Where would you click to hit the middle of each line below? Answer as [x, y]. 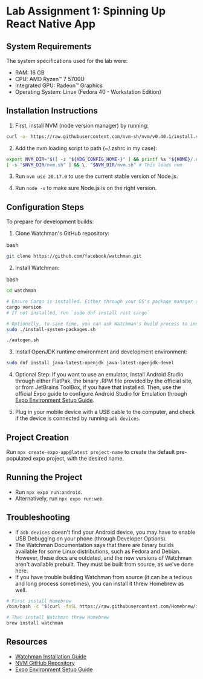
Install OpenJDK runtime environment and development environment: [101, 352]
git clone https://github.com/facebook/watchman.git [74, 256]
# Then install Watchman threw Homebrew [58, 618]
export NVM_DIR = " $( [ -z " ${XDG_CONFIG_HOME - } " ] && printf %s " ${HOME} [98, 159]
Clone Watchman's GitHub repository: [62, 234]
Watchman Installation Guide [50, 656]
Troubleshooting [38, 518]
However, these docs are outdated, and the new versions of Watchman [103, 557]
